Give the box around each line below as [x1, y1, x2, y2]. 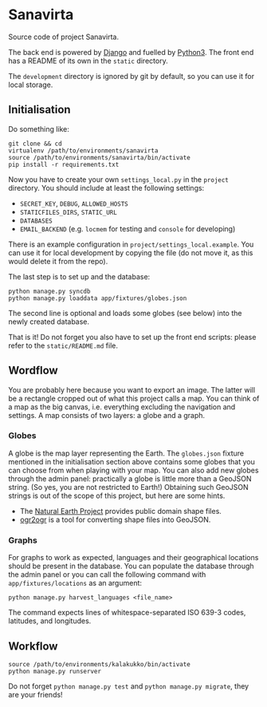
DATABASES [19, 217, 53, 225]
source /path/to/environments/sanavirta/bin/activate [8, 153, 191, 161]
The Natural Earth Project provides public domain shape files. [19, 506, 222, 515]
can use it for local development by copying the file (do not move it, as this [8, 247, 253, 257]
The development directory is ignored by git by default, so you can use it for [8, 71, 255, 81]
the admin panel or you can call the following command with [8, 570, 206, 579]
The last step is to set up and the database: [8, 271, 151, 281]
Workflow [8, 639, 58, 653]
